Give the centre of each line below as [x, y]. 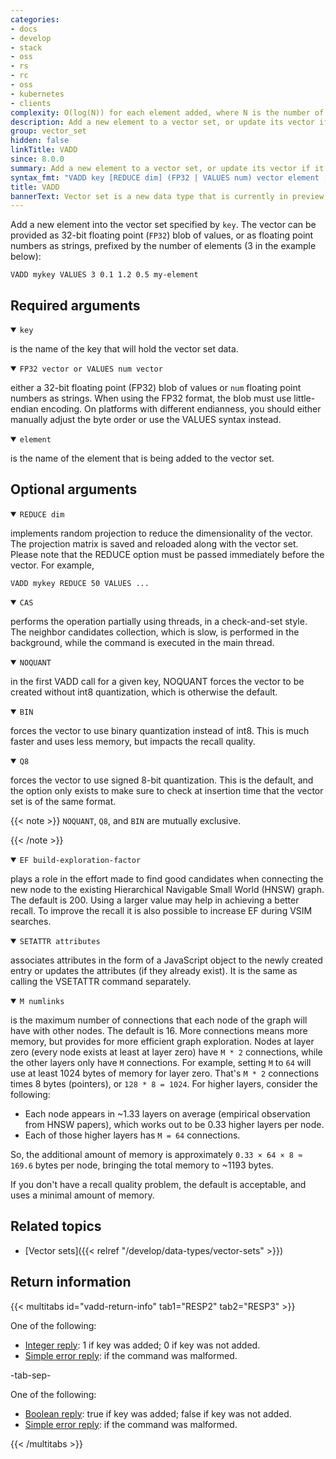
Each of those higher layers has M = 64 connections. [132, 1135]
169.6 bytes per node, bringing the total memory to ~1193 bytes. [142, 1165]
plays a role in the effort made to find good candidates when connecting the [167, 878]
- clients [31, 103]
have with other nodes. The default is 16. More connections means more [159, 1030]
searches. [31, 921]
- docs [24, 29]
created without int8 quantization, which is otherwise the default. [144, 692]
